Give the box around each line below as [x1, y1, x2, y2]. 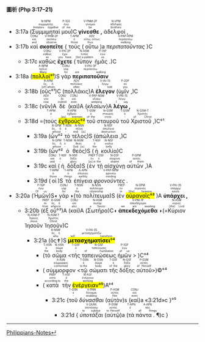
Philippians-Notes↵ [6, 329, 57, 336]
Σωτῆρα [87, 207, 108, 214]
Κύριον [167, 207, 186, 214]
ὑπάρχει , [163, 192, 188, 199]
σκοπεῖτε [39, 43, 63, 50]
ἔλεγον [95, 87, 115, 95]
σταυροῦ [96, 117, 120, 125]
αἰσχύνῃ [104, 162, 126, 169]
